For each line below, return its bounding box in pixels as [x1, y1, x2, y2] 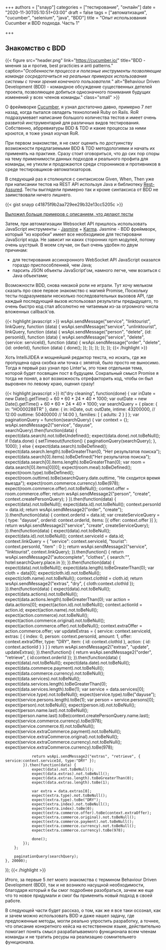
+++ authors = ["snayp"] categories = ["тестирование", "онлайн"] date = [5, 4, 156, 10]
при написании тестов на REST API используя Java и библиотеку [5, 181, 143, 187]
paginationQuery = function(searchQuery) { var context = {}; [5, 417, 129, 423]
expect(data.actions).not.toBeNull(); [5, 591, 78, 597]
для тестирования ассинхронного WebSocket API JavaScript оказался [12, 257, 161, 262]
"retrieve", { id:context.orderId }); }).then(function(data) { [5, 654, 121, 660]
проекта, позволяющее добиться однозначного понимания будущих [5, 89, 151, 95]
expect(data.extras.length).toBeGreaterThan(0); [31, 776, 134, 780]
